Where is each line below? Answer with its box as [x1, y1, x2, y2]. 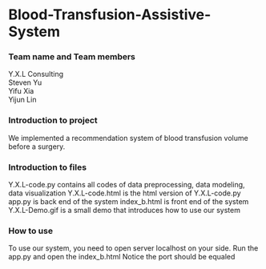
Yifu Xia [8, 86, 34, 96]
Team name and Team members [8, 51, 136, 62]
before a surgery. [8, 142, 66, 151]
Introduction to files [8, 162, 87, 173]
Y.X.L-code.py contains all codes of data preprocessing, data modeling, [8, 180, 246, 190]
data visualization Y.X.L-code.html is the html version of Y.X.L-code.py [8, 188, 242, 198]
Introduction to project [8, 114, 98, 126]
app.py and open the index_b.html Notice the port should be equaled [8, 252, 236, 262]
